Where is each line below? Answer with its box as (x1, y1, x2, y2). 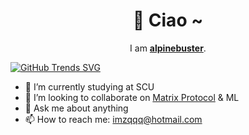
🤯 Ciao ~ (132, 9, 204, 32)
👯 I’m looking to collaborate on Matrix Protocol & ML (24, 91, 240, 103)
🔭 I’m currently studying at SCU (24, 80, 155, 93)
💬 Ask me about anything (24, 102, 129, 114)
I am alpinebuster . (129, 42, 207, 54)
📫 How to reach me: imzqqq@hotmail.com (24, 113, 203, 125)
